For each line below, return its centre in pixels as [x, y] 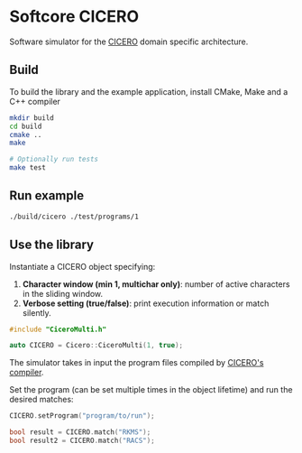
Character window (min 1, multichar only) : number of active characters [156, 284]
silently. [37, 312]
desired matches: [41, 400]
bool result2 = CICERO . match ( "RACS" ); [82, 440]
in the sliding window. [63, 293]
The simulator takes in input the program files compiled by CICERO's [137, 363]
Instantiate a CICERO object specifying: [82, 266]
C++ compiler [35, 101]
